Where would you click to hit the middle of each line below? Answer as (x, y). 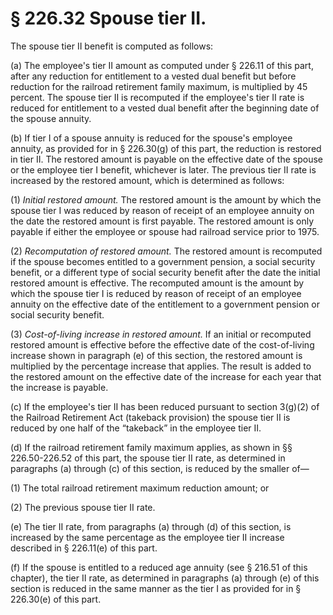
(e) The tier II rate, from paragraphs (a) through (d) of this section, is (151, 526)
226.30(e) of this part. (56, 599)
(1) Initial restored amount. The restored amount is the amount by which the (166, 199)
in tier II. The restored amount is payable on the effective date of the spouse (166, 159)
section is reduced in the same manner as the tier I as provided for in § (156, 588)
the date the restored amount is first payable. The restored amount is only (162, 221)
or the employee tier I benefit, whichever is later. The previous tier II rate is (163, 169)
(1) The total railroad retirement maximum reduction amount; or (140, 488)
